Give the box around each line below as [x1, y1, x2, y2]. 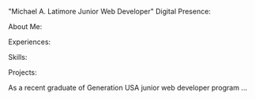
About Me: [8, 22, 43, 31]
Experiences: [8, 37, 51, 46]
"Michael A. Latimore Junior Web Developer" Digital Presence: [8, 7, 212, 16]
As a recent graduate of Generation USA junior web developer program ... [8, 83, 247, 92]
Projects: [8, 68, 37, 77]
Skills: [8, 53, 28, 61]
